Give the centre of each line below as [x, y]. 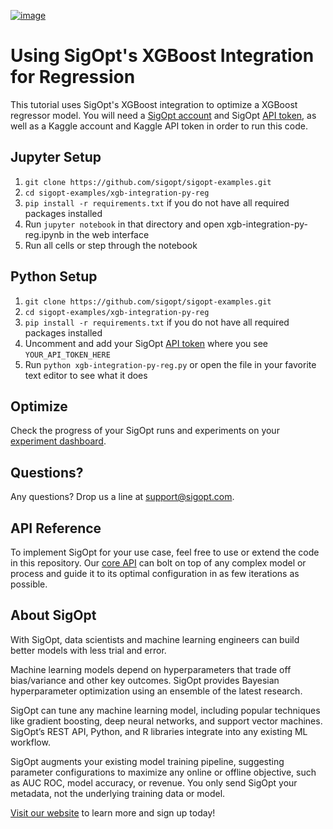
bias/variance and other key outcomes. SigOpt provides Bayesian [145, 680]
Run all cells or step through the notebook [111, 245]
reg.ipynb [44, 234]
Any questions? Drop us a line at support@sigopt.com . [122, 497]
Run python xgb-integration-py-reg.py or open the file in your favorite [170, 364]
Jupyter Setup [56, 157]
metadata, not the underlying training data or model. [118, 793]
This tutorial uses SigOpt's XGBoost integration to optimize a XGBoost [154, 104]
